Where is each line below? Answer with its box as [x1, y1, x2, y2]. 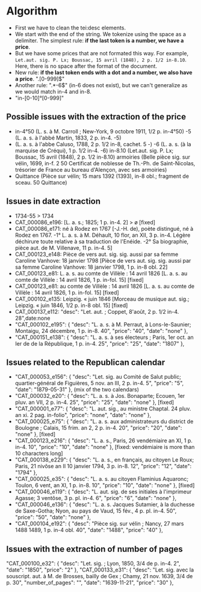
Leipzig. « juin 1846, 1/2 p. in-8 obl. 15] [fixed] [14, 302, 128, 309]
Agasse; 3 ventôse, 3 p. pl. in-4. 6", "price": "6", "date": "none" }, [14, 495, 177, 502]
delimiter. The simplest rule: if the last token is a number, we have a [14, 37, 184, 44]
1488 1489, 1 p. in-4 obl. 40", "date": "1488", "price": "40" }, [14, 526, 164, 534]
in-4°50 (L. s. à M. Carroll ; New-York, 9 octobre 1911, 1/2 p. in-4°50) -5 [14, 127, 191, 135]
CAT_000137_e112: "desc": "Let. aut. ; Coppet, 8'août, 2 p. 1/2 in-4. [14, 308, 179, 315]
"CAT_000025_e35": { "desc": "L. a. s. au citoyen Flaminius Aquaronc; [14, 475, 188, 483]
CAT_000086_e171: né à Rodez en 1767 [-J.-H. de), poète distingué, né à [14, 225, 194, 232]
